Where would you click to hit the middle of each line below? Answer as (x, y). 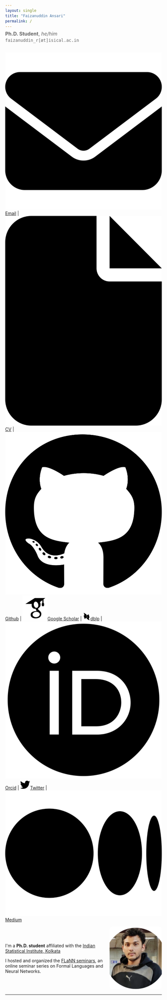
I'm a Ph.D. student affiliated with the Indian (50, 946)
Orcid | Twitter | (26, 788)
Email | (12, 213)
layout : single (21, 10)
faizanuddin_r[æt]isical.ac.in (42, 40)
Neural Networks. (23, 971)
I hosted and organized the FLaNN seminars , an (54, 961)
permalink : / (19, 21)
